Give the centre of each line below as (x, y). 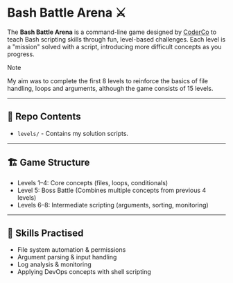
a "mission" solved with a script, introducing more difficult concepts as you (114, 46)
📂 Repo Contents (44, 117)
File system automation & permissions (71, 250)
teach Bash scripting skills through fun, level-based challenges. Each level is (116, 39)
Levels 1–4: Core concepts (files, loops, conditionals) (93, 182)
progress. (21, 54)
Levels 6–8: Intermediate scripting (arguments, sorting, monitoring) (113, 205)
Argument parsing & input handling (67, 257)
